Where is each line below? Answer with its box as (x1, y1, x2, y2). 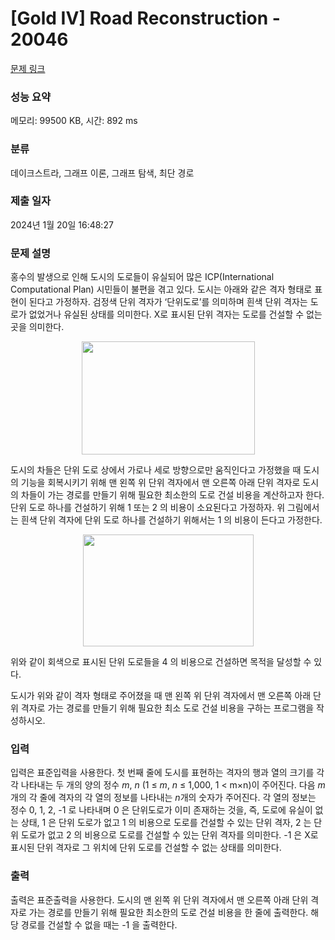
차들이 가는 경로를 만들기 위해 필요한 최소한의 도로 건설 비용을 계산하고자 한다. (20, 489, 325, 501)
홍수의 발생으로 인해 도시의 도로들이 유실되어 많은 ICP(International (10, 271, 275, 283)
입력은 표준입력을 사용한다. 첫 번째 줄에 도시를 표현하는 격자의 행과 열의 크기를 (10, 767, 315, 779)
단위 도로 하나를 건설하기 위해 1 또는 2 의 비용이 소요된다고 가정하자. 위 (10, 502, 286, 514)
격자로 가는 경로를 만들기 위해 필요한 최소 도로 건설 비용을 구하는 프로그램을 (20, 702, 315, 714)
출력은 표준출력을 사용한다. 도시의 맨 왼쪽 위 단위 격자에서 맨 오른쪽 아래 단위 (10, 893, 309, 906)
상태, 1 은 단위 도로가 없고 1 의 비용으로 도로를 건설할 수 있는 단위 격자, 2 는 (20, 817, 312, 829)
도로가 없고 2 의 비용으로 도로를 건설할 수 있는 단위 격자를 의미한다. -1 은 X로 (20, 829, 319, 841)
